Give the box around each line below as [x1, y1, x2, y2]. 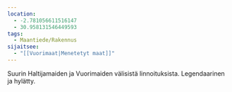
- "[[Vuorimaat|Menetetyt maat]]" [13, 50, 115, 57]
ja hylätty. [7, 76, 36, 85]
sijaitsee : [7, 43, 39, 50]
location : [7, 10, 37, 18]
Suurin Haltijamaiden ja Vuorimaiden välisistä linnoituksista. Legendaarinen [7, 69, 226, 78]
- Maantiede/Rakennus [13, 37, 78, 44]
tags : [7, 30, 23, 38]
